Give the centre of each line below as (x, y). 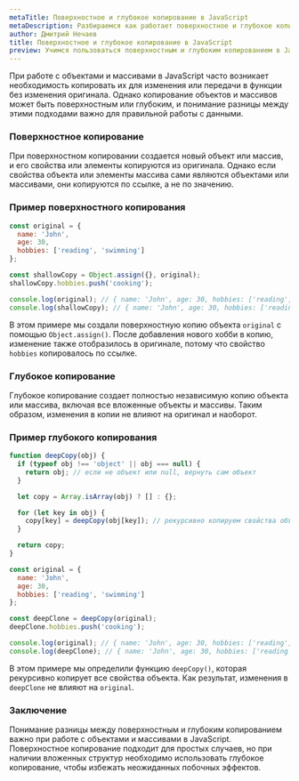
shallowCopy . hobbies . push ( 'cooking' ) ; (81, 283)
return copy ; (41, 545)
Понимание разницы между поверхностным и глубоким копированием (145, 729)
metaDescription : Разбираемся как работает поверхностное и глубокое (141, 26)
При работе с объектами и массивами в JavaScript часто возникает (139, 76)
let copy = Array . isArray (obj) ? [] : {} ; (97, 496)
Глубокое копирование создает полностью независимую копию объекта (149, 395)
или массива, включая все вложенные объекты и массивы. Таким (136, 405)
